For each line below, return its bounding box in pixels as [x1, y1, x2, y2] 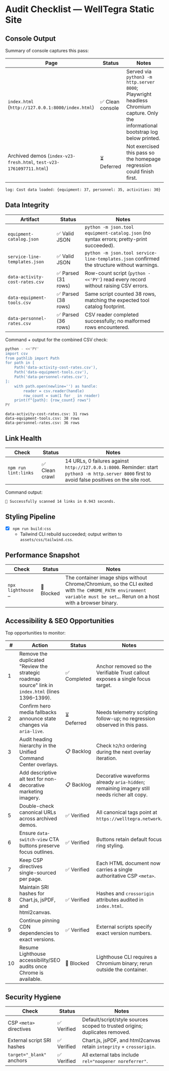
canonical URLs [19, 809, 56, 816]
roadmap [19, 675, 41, 682]
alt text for [19, 776, 44, 783]
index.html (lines [19, 688, 60, 695]
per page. [19, 876, 42, 883]
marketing [19, 788, 44, 795]
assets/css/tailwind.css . [20, 536, 74, 542]
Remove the [19, 650, 48, 657]
